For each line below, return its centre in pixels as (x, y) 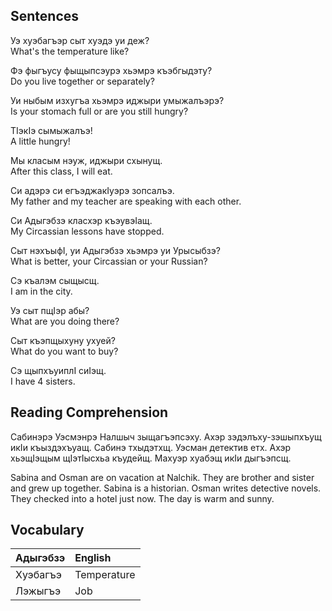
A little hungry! (40, 141)
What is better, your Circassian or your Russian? (109, 261)
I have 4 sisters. (43, 381)
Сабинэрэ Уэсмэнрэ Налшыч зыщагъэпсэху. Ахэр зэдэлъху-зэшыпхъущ (166, 436)
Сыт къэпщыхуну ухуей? (63, 340)
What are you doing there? (65, 321)
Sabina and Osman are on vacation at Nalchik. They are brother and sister (162, 477)
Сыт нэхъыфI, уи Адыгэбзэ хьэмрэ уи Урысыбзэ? (115, 250)
